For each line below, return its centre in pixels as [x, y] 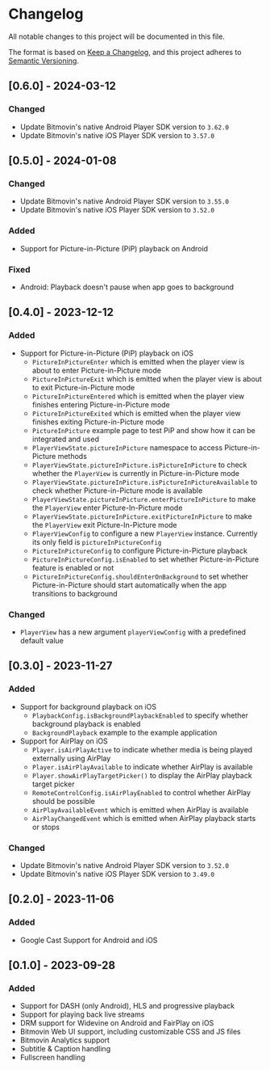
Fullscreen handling [53, 1057]
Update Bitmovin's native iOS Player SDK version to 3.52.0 [117, 210]
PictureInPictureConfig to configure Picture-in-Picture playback [140, 550]
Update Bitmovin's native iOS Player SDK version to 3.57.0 [117, 135]
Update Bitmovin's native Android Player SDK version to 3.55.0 [125, 201]
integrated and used [65, 439]
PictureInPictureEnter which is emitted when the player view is [138, 361]
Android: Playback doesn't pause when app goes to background [127, 287]
